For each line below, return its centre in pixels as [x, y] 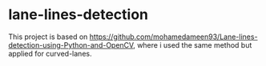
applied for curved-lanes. [50, 53]
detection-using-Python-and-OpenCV [71, 45]
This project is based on [48, 37]
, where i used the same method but [193, 45]
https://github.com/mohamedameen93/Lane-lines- [173, 37]
